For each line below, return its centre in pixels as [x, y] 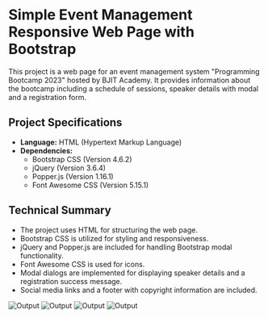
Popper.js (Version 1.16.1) [73, 176]
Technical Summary [60, 210]
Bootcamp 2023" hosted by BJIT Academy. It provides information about [130, 80]
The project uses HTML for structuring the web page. [109, 230]
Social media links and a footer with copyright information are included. [138, 290]
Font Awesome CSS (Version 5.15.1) [90, 185]
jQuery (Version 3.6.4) [69, 168]
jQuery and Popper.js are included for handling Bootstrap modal [126, 247]
